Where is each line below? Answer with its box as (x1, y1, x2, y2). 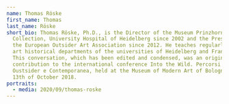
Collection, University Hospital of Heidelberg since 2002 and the (12, 36, 209, 42)
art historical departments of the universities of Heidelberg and (12, 49, 209, 55)
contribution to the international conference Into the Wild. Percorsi (12, 61, 221, 68)
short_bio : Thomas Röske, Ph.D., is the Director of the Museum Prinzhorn (6, 29, 224, 36)
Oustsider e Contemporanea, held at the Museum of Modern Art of (12, 67, 203, 74)
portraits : (6, 80, 38, 87)
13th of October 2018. (12, 73, 77, 81)
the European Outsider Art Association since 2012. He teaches (12, 42, 196, 49)
